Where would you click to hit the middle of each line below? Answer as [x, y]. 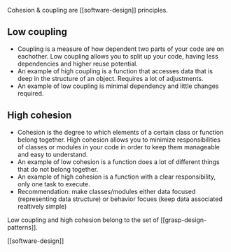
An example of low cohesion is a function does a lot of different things [118, 162]
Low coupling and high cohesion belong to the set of [83, 220]
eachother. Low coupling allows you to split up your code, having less [118, 56]
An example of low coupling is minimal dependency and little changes [118, 86]
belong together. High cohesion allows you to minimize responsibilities [119, 140]
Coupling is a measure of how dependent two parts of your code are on [121, 49]
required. [30, 93]
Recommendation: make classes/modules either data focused [106, 191]
